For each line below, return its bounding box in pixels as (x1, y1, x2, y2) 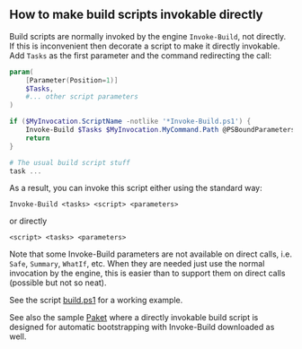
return (25, 134, 50, 143)
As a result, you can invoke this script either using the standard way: (9, 183, 262, 194)
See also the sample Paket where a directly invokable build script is (9, 312, 259, 323)
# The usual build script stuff (9, 158, 130, 167)
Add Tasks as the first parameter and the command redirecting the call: (9, 49, 272, 61)
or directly (9, 215, 48, 227)
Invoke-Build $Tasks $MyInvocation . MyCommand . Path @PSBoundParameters (25, 126, 296, 135)
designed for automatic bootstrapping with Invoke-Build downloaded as (9, 322, 275, 333)
